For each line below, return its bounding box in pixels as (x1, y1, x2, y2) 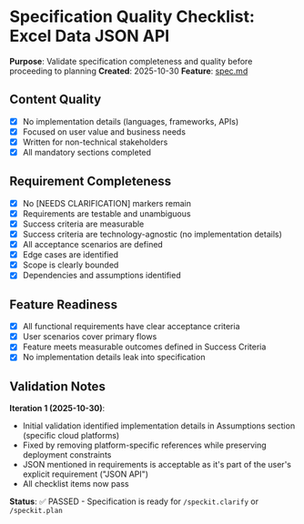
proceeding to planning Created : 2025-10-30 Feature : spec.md (9, 65, 248, 76)
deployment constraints (22, 449, 112, 460)
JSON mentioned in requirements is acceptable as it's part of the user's (22, 459, 291, 470)
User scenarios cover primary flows (22, 331, 157, 342)
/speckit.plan (9, 507, 64, 516)
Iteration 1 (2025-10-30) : (9, 403, 106, 414)
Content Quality (9, 92, 102, 107)
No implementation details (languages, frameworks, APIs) (22, 116, 239, 126)
